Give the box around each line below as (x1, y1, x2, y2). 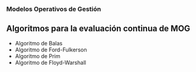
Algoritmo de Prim (15, 52, 60, 59)
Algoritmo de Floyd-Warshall (15, 59, 87, 66)
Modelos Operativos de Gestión (6, 5, 102, 13)
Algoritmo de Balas (15, 39, 63, 47)
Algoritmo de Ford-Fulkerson (15, 46, 87, 53)
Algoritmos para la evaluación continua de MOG (6, 24, 191, 34)
